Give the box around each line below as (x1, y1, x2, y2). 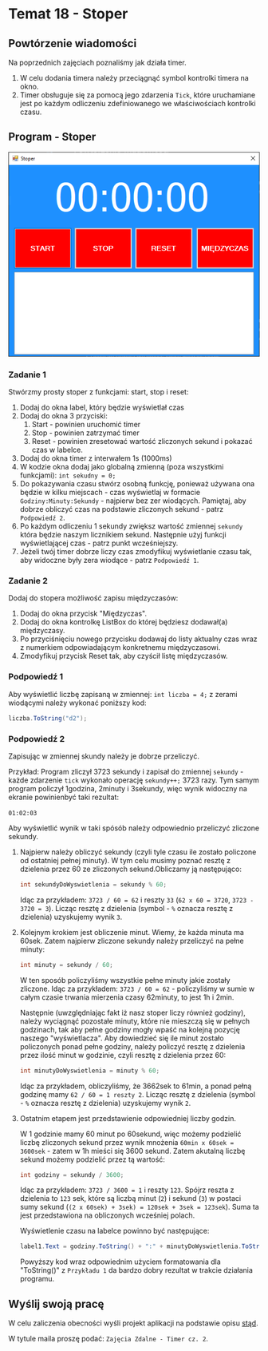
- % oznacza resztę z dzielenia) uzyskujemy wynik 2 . (19, 1098, 191, 1107)
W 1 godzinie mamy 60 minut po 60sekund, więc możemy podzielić (19, 1129, 242, 1139)
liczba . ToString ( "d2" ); (8, 714, 88, 723)
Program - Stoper (8, 130, 97, 144)
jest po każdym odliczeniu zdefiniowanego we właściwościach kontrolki (19, 99, 257, 108)
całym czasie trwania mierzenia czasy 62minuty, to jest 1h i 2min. (19, 992, 235, 1002)
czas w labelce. (31, 445, 84, 455)
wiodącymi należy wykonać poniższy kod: (8, 698, 147, 707)
